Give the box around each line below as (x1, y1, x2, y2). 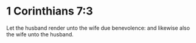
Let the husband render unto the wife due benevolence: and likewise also (6, 24, 191, 31)
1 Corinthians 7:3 (6, 4, 93, 18)
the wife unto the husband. (6, 30, 74, 38)
